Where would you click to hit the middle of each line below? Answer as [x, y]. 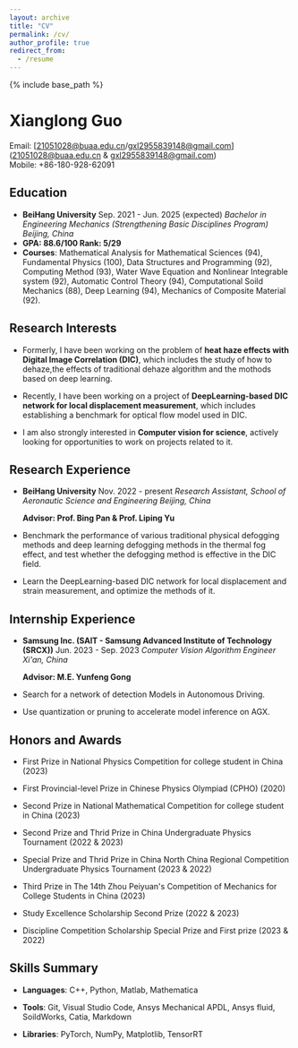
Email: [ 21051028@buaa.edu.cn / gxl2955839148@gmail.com [120, 145]
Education [38, 193]
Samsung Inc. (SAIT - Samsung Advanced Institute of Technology [147, 640]
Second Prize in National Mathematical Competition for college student [153, 806]
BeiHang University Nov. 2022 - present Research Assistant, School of [154, 491]
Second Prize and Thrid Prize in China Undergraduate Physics [137, 833]
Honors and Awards [66, 740]
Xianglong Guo [66, 121]
